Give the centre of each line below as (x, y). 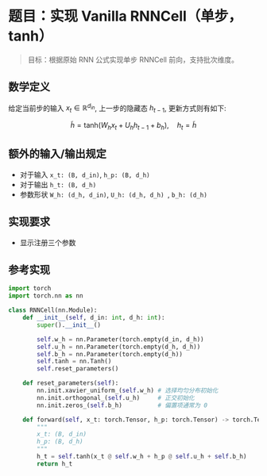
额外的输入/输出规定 (58, 154)
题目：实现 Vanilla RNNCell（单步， (125, 16)
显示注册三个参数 (48, 242)
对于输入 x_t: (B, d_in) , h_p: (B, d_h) (85, 175)
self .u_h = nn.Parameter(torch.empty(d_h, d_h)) (119, 347)
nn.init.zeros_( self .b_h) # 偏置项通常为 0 (122, 405)
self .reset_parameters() (78, 369)
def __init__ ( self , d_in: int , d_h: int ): (94, 318)
